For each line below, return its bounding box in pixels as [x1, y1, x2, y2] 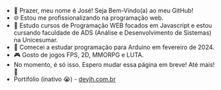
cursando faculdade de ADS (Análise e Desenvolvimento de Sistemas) [13, 29, 212, 37]
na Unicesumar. [13, 36, 58, 44]
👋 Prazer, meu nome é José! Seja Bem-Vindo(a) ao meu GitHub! [13, 7, 194, 14]
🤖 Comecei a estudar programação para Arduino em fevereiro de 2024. [13, 43, 215, 51]
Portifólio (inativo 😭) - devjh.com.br [13, 75, 116, 83]
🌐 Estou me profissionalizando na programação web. [13, 14, 164, 22]
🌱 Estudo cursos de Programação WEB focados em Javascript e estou [13, 21, 212, 29]
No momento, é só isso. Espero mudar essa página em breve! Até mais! [13, 61, 216, 68]
